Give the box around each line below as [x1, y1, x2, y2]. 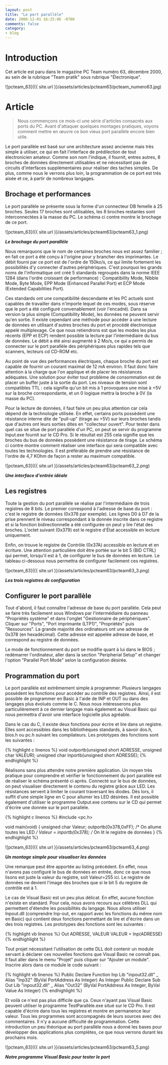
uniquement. [5, 532, 31, 538]
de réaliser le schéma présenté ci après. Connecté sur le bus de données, [5, 778, 157, 784]
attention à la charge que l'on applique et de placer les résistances [5, 369, 142, 375]
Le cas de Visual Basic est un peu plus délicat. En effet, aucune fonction [5, 895, 154, 901]
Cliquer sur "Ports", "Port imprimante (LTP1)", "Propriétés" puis [5, 621, 134, 627]
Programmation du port [5, 671, 80, 680]
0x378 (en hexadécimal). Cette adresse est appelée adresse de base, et [5, 631, 154, 637]
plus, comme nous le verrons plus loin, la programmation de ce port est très [5, 170, 161, 176]
